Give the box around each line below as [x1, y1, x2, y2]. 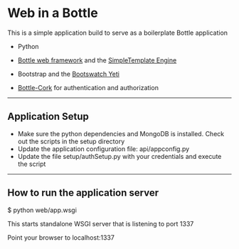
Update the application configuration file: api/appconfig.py [17, 144, 190, 153]
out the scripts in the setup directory [17, 137, 125, 145]
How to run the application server [7, 187, 159, 199]
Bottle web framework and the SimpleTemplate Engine [17, 55, 177, 65]
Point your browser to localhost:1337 [7, 233, 115, 242]
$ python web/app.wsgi [7, 206, 77, 214]
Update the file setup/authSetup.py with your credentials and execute [17, 152, 222, 160]
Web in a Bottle [7, 5, 98, 21]
